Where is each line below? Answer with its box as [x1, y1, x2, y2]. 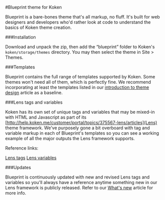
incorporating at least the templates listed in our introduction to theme [5, 84, 149, 90]
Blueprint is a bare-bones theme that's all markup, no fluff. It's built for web [5, 14, 160, 19]
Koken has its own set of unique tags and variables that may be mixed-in [5, 109, 155, 115]
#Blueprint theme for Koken [5, 4, 62, 10]
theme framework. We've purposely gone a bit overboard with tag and [5, 125, 150, 131]
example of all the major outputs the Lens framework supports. [5, 136, 135, 141]
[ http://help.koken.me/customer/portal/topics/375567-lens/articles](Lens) [5, 120, 157, 125]
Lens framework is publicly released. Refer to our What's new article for [5, 185, 153, 191]
